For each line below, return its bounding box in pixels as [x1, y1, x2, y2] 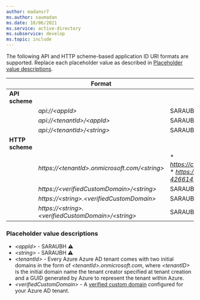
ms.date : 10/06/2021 [6, 20, 58, 26]
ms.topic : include [6, 36, 52, 42]
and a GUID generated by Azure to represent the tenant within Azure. [14, 274, 185, 282]
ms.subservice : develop [6, 31, 65, 37]
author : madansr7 [6, 8, 49, 15]
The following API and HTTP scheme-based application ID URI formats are [6, 53, 189, 60]
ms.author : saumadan [6, 14, 58, 20]
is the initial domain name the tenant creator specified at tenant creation [14, 268, 192, 276]
